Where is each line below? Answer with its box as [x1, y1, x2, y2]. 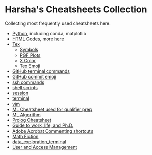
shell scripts [12, 84, 38, 90]
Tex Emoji [19, 63, 40, 69]
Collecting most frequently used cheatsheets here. [5, 20, 111, 27]
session [12, 90, 29, 96]
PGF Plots [19, 52, 41, 58]
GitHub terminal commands [12, 68, 70, 74]
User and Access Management [12, 144, 77, 150]
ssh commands [12, 79, 44, 85]
